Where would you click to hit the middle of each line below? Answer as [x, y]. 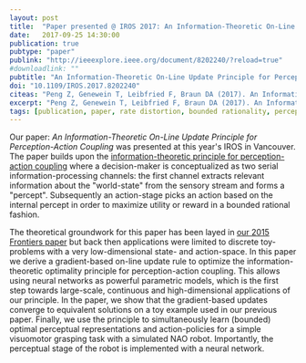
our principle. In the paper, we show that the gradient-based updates [139, 300]
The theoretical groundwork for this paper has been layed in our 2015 [140, 233]
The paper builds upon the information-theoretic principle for [124, 157]
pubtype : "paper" [42, 52]
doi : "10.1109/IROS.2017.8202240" [75, 86]
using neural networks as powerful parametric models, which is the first [144, 281]
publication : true [44, 43]
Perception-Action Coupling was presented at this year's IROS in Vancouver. [153, 147]
